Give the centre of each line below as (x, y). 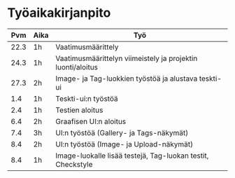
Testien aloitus (79, 110)
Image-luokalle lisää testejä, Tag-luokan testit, (132, 156)
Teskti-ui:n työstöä (87, 98)
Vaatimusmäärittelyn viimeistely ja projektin (127, 58)
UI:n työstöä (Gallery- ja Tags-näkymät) (122, 132)
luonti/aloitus (77, 67)
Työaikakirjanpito (59, 13)
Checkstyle (74, 164)
